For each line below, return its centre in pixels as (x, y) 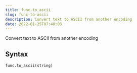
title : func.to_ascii (28, 10)
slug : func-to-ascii (27, 15)
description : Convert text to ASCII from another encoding (69, 19)
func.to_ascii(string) (29, 66)
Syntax (17, 54)
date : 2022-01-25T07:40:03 (34, 24)
